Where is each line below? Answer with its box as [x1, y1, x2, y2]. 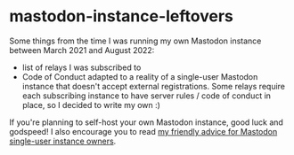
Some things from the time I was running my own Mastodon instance [9, 35, 262, 46]
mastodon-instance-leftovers [9, 6, 234, 27]
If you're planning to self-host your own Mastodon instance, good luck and [9, 117, 283, 128]
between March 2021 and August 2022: [9, 44, 155, 55]
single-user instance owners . [9, 136, 117, 146]
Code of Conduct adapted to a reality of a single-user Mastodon [21, 71, 258, 81]
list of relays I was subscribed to [21, 62, 142, 73]
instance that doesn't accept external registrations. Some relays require [21, 81, 285, 91]
